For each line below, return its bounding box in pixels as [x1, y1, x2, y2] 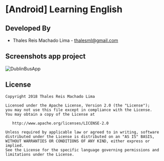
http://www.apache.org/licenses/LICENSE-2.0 [12, 121, 109, 126]
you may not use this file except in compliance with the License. [5, 107, 153, 113]
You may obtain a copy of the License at [5, 112, 95, 117]
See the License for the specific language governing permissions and [5, 147, 159, 152]
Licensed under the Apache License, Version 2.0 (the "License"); [5, 103, 150, 108]
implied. [5, 143, 24, 148]
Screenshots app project [5, 52, 86, 61]
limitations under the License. [5, 152, 74, 157]
